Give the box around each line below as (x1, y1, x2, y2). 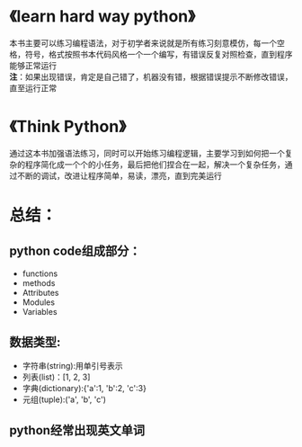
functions (22, 268, 58, 279)
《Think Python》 (9, 117, 127, 137)
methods (22, 277, 56, 288)
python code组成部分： (9, 244, 141, 259)
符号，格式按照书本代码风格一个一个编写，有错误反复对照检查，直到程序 (24, 49, 293, 59)
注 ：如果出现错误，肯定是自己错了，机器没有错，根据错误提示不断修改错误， (9, 71, 293, 82)
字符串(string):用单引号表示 (22, 360, 123, 371)
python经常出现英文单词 (9, 423, 146, 438)
